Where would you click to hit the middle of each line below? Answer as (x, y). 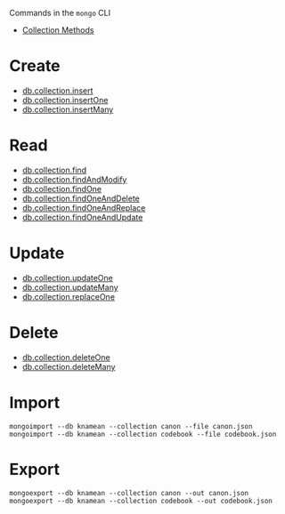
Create (35, 66)
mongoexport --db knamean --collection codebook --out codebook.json (141, 501)
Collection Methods (58, 30)
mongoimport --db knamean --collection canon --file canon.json (131, 426)
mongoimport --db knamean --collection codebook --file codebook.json (143, 434)
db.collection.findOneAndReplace (84, 207)
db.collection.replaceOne (69, 296)
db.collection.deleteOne (66, 357)
